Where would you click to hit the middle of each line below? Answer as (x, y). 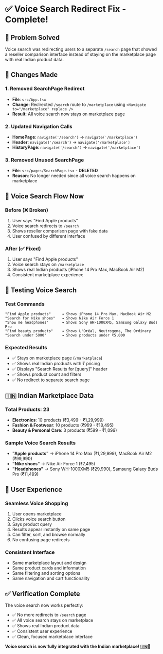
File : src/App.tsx (29, 99)
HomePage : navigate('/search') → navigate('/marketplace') (75, 137)
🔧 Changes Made (31, 75)
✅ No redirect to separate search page (51, 380)
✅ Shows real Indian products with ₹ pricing (56, 364)
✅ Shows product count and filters (47, 374)
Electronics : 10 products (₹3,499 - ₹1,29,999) (58, 420)
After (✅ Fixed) (23, 248)
